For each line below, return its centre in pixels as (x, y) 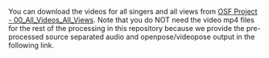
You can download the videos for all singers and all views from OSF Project (133, 12)
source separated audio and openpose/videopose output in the (150, 37)
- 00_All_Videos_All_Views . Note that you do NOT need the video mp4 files (132, 20)
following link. (31, 45)
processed (26, 37)
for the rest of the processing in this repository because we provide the (126, 28)
